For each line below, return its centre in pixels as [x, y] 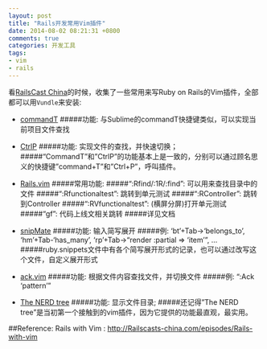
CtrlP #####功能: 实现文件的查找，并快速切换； [99, 146]
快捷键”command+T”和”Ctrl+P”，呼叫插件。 [107, 166]
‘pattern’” [35, 285]
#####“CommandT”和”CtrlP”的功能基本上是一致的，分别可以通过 [128, 156]
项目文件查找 [48, 129]
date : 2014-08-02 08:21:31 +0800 [64, 31]
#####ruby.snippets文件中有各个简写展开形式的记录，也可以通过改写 [135, 249]
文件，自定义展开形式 [62, 259]
